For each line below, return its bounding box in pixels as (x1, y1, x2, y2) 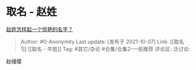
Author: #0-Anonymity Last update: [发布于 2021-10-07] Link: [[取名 (20, 38, 185, 45)
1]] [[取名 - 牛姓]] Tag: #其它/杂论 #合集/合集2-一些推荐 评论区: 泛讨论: (20, 45, 191, 52)
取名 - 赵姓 (6, 5, 58, 19)
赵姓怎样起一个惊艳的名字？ (6, 26, 73, 33)
